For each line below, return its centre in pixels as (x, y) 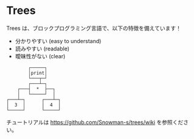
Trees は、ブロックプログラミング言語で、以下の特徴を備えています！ (94, 28)
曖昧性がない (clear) (40, 56)
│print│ (38, 73)
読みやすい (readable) (42, 49)
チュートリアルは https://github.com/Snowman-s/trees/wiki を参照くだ (95, 122)
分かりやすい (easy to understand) (58, 41)
